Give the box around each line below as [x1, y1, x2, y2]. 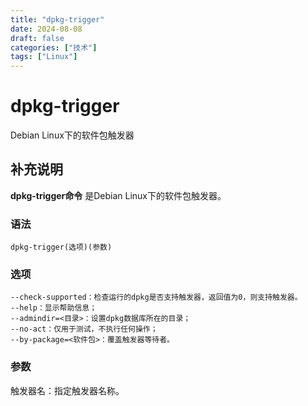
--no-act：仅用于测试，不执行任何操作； [10, 324, 158, 335]
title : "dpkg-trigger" [10, 14, 105, 25]
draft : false [10, 33, 65, 43]
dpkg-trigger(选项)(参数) [10, 242, 113, 253]
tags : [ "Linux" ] [10, 52, 78, 62]
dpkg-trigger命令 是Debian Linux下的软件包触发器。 [10, 189, 227, 201]
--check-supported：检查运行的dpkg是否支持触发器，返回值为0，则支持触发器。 [10, 292, 303, 303]
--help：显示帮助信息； [10, 303, 98, 313]
